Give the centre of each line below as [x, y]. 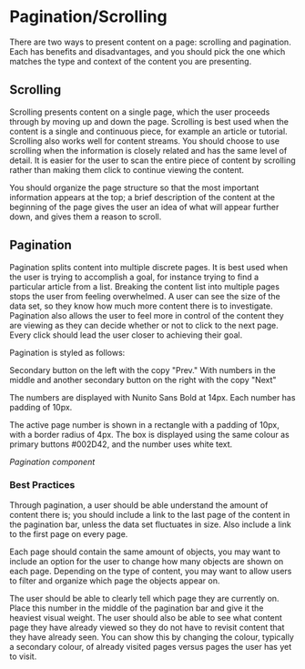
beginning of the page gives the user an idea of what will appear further [144, 207]
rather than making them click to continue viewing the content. [127, 169]
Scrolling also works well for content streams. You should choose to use [145, 141]
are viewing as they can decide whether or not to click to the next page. [144, 325]
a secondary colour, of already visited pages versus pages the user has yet [151, 646]
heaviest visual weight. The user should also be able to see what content [146, 617]
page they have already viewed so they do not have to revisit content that [147, 627]
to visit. [23, 656]
